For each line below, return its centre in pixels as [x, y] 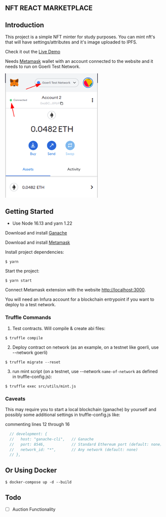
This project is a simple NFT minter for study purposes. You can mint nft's [80, 37]
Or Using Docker [31, 470]
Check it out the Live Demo [33, 52]
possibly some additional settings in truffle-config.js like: [63, 415]
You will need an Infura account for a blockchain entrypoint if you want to [80, 299]
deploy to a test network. [30, 305]
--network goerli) [30, 352]
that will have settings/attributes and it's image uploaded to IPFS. [71, 42]
